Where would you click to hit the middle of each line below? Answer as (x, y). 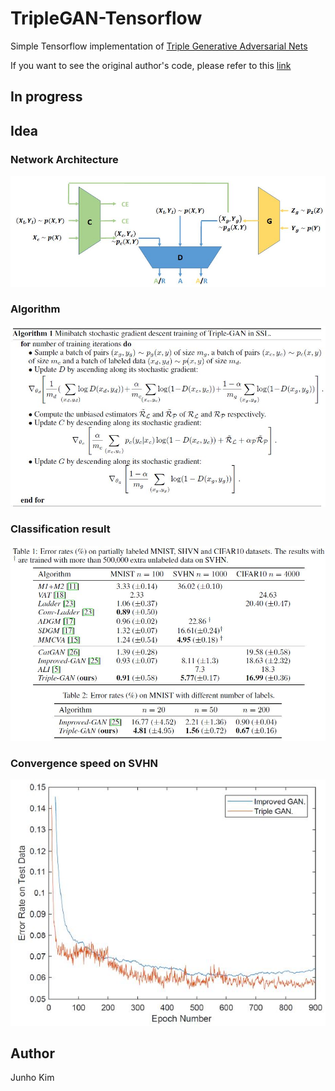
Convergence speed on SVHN (84, 764)
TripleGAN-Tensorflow (106, 18)
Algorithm (35, 309)
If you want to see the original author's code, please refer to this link (151, 65)
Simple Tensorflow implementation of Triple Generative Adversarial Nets (159, 46)
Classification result (60, 529)
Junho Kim (32, 1078)
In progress (46, 97)
